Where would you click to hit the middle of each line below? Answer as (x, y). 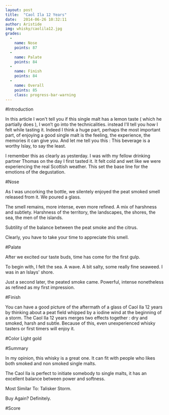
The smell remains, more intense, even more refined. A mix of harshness (81, 207)
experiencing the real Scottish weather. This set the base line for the (77, 167)
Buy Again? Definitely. (28, 398)
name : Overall (29, 85)
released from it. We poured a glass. (43, 197)
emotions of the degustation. (36, 172)
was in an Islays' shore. (30, 272)
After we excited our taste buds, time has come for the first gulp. (73, 257)
